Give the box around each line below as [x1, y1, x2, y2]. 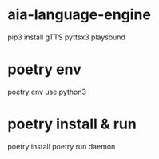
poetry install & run [7, 115, 137, 133]
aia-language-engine [7, 6, 151, 24]
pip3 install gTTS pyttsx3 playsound [7, 32, 125, 42]
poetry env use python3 [7, 87, 87, 96]
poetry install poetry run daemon [7, 141, 116, 151]
